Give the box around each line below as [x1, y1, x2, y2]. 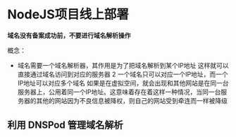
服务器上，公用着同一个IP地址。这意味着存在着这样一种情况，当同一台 [17, 88, 221, 96]
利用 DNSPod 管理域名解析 [7, 119, 123, 131]
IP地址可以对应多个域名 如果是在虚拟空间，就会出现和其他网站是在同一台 [17, 78, 229, 87]
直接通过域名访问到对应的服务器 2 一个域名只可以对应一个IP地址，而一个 [17, 70, 228, 78]
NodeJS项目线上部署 [7, 6, 129, 23]
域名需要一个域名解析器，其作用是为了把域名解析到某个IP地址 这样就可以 [17, 61, 229, 69]
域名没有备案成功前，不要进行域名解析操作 [7, 31, 131, 40]
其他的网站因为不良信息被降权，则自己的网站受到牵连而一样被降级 [36, 96, 228, 105]
